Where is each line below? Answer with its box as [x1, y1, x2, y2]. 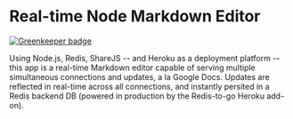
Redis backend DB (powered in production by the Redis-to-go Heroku [9, 91, 265, 101]
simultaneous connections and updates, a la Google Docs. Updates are [9, 71, 270, 82]
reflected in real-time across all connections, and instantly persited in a [9, 81, 270, 91]
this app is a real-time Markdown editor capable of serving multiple [9, 62, 256, 73]
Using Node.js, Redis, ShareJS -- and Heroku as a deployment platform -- [9, 52, 281, 63]
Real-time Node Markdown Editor [9, 6, 261, 27]
